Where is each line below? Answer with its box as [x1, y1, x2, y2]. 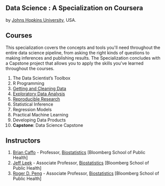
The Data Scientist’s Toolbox [12, 75, 71, 81]
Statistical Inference [12, 101, 54, 107]
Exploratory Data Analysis [12, 91, 65, 97]
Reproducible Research [12, 96, 60, 102]
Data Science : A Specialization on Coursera [5, 4, 143, 12]
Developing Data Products [12, 117, 66, 123]
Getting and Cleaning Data [12, 85, 67, 91]
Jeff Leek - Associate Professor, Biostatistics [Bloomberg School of [12, 160, 149, 166]
